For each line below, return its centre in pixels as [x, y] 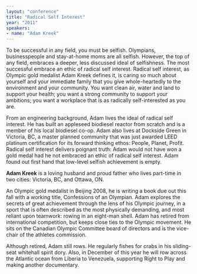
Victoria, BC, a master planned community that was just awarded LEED [92, 137]
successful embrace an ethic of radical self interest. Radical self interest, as [98, 69]
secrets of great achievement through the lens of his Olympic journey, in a [96, 203]
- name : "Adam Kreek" [33, 34]
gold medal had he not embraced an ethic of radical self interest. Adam [92, 156]
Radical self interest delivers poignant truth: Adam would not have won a [94, 149]
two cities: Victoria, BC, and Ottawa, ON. [55, 180]
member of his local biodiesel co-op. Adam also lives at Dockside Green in [96, 131]
